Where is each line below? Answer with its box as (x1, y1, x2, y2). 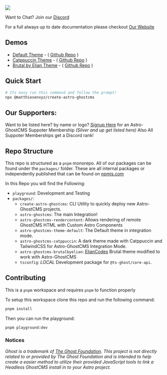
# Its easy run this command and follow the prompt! (5, 90, 117, 95)
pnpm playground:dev (5, 325, 48, 330)
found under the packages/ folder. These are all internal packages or (5, 165, 145, 171)
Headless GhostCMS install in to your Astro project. (5, 364, 111, 370)
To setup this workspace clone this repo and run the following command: (5, 296, 156, 302)
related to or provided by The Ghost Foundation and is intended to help (5, 353, 152, 359)
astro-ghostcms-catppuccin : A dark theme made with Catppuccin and (19, 238, 163, 244)
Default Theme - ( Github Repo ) (12, 51, 79, 57)
